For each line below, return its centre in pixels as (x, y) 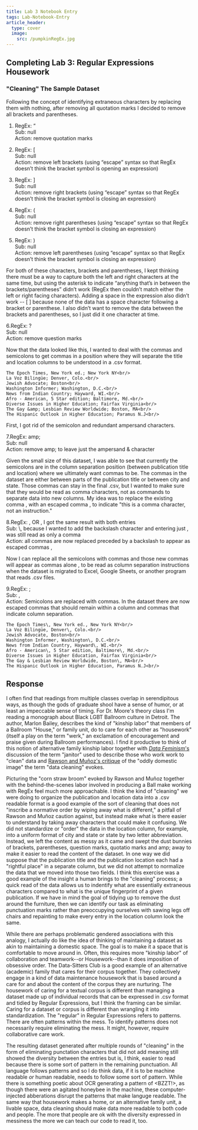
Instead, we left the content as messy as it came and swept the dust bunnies (99, 841)
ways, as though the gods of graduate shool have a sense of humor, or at (95, 704)
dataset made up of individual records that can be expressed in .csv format (97, 996)
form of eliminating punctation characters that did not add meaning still (92, 1052)
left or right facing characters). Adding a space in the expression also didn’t (98, 295)
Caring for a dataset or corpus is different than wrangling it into (83, 1009)
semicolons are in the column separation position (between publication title (97, 467)
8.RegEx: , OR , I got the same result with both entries (71, 522)
